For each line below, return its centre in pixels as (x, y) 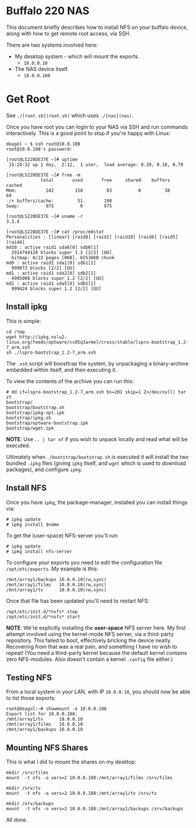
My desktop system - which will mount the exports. (77, 56)
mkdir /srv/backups (30, 804)
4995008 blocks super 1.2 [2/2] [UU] (58, 278)
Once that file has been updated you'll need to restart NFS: (78, 601)
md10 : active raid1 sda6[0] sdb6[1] (53, 247)
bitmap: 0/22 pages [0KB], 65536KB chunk (63, 257)
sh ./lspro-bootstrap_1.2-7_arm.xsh (51, 353)
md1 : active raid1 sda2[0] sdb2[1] (51, 273)
